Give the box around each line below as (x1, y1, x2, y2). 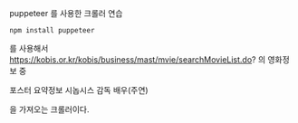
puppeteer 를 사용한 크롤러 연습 (9, 8, 123, 18)
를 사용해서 (9, 43, 49, 53)
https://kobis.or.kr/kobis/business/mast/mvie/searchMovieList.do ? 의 (9, 54, 266, 65)
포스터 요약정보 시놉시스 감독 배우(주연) (9, 85, 149, 95)
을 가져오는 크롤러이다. (9, 104, 90, 115)
